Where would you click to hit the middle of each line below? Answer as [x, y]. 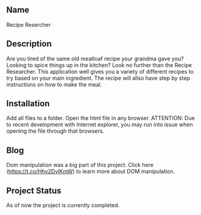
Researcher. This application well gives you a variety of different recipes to [100, 71]
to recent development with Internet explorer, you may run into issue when [100, 125]
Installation [28, 104]
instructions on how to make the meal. [54, 84]
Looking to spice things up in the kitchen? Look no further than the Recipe [99, 65]
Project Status [34, 190]
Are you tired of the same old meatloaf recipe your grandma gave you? [95, 58]
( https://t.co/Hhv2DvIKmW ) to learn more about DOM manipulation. [91, 171]
